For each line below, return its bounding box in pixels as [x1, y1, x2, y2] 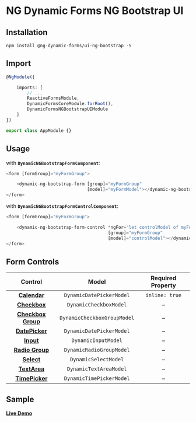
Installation [6, 27, 48, 37]
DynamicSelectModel [69, 356, 124, 363]
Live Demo [6, 410, 33, 417]
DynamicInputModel [71, 337, 123, 344]
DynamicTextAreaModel [66, 366, 127, 372]
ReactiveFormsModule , [27, 95, 80, 102]
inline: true [145, 292, 182, 299]
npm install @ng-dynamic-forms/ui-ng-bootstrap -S [6, 43, 132, 48]
